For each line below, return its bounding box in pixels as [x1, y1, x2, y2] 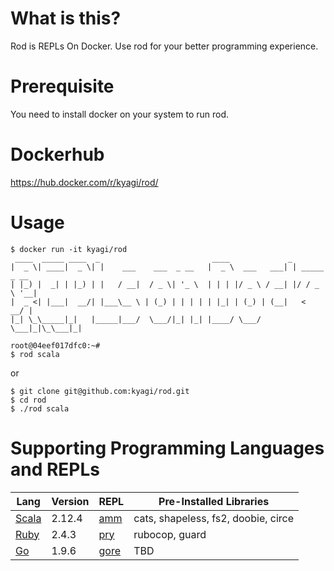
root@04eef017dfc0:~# [10, 340, 101, 351]
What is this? [10, 7, 122, 30]
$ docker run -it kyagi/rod [10, 244, 128, 254]
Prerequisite [10, 75, 115, 98]
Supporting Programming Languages [10, 437, 325, 459]
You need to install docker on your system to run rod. [10, 108, 230, 120]
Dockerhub [10, 143, 105, 166]
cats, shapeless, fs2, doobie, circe [133, 511, 295, 525]
